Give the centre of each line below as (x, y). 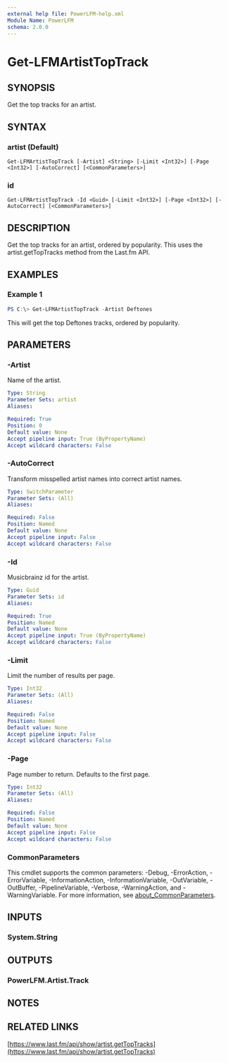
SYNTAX (27, 127)
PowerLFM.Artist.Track (48, 980)
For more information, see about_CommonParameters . (137, 895)
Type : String (26, 393)
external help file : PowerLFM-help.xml (66, 14)
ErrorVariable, (27, 880)
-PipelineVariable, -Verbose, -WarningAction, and (110, 887)
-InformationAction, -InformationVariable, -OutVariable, (129, 880)
